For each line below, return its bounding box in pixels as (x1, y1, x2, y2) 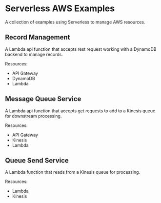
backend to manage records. (5, 51, 63, 57)
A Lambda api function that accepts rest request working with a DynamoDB (5, 46, 157, 52)
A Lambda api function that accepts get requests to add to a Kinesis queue (5, 108, 156, 114)
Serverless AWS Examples (5, 3, 115, 14)
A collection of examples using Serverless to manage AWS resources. (5, 19, 145, 25)
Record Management (5, 33, 70, 41)
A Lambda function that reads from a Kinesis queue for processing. (5, 169, 141, 175)
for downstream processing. (5, 113, 62, 119)
